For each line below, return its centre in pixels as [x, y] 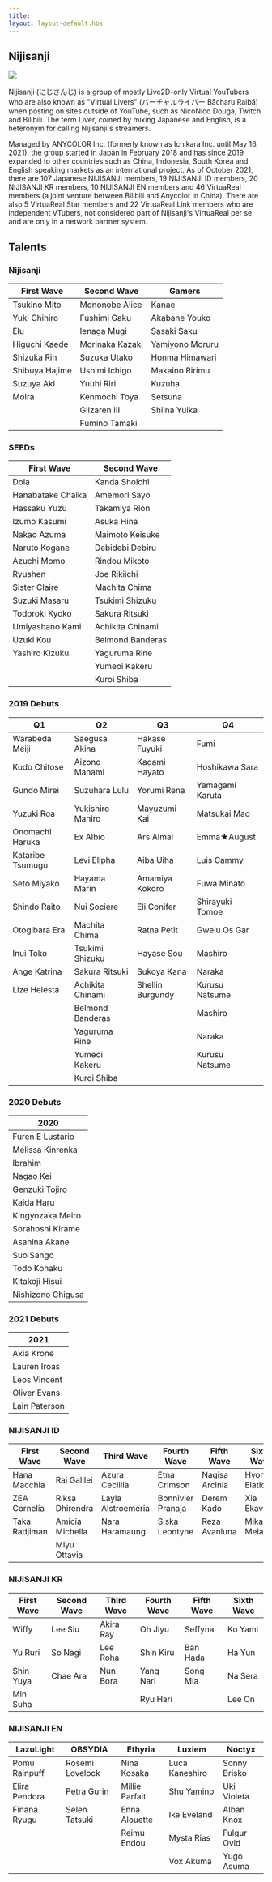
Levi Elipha [95, 860]
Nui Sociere [96, 907]
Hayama [90, 878]
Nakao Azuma [39, 535]
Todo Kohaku [38, 1268]
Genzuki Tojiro [40, 1189]
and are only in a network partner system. [78, 222]
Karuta [209, 795]
